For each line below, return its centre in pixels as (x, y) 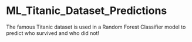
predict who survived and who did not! (53, 33)
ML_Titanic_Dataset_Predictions (87, 11)
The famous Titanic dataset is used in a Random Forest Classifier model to (96, 27)
